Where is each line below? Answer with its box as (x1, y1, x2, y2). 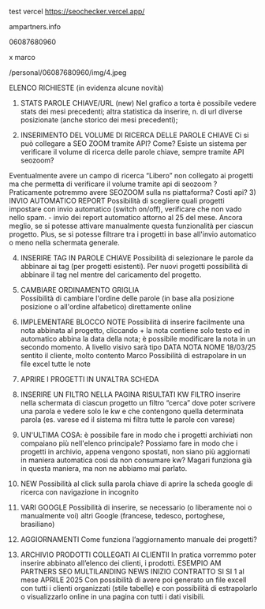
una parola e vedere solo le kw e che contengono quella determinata (20, 406, 244, 416)
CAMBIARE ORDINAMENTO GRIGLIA (20, 286, 140, 294)
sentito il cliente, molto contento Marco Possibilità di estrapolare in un (20, 351, 247, 360)
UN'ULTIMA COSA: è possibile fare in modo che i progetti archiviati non (20, 430, 253, 439)
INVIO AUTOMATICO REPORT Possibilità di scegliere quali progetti (9, 196, 225, 205)
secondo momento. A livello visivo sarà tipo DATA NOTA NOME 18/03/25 (20, 342, 256, 352)
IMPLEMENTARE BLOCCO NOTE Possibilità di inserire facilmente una (20, 317, 245, 327)
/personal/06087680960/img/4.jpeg (9, 68, 127, 77)
